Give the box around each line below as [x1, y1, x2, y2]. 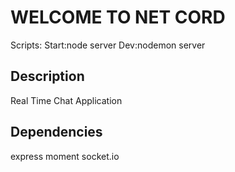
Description [10, 68, 85, 85]
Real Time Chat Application [10, 94, 123, 106]
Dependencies [10, 124, 103, 141]
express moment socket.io [10, 150, 120, 162]
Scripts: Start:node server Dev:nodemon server [10, 39, 206, 51]
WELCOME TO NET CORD [10, 6, 226, 29]
